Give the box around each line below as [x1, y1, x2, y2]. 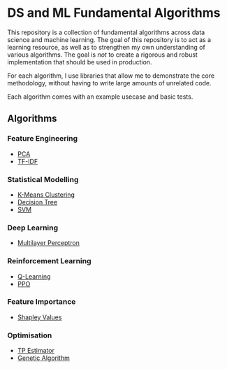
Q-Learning [17, 272, 51, 281]
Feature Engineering [7, 134, 78, 144]
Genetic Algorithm [17, 354, 70, 362]
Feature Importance [7, 297, 76, 307]
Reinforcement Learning [7, 256, 92, 266]
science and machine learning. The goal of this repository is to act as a [7, 35, 212, 43]
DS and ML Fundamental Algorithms [7, 5, 221, 21]
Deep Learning [7, 223, 59, 232]
